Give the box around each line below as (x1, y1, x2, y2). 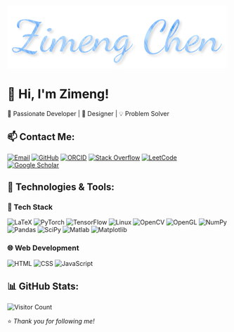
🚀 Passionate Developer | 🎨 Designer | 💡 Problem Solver (7, 109, 170, 117)
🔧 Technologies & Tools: (7, 181, 115, 193)
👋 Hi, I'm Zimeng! (7, 87, 110, 102)
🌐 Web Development (7, 243, 79, 253)
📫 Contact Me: (7, 131, 75, 143)
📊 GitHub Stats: (7, 281, 79, 293)
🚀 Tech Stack (7, 203, 53, 212)
